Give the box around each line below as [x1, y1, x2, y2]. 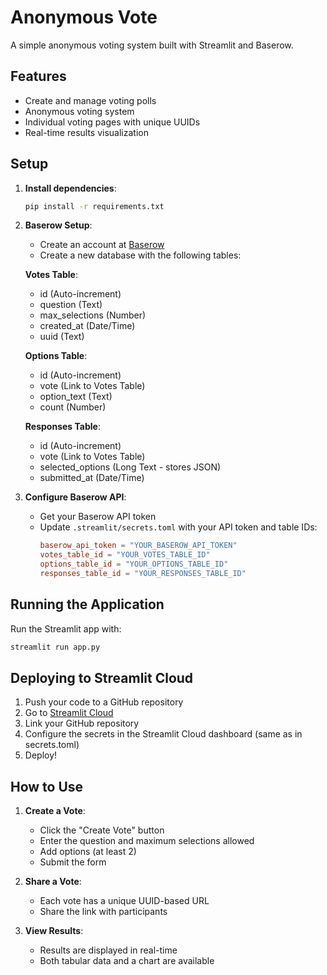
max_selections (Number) [39, 309, 147, 321]
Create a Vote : [24, 805, 86, 817]
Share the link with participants [39, 906, 168, 918]
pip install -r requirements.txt [24, 201, 165, 211]
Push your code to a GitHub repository [24, 696, 184, 708]
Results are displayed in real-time [39, 944, 178, 956]
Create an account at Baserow [39, 239, 165, 251]
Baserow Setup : [24, 219, 93, 231]
